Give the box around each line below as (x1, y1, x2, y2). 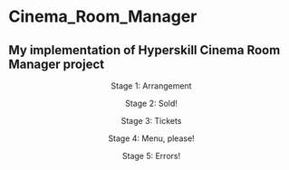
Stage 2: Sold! (124, 98, 178, 109)
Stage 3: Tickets (120, 116, 182, 126)
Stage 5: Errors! (121, 151, 181, 161)
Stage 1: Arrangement (111, 80, 192, 91)
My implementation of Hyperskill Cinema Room (8, 42, 281, 58)
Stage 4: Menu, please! (107, 133, 196, 144)
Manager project (8, 56, 105, 71)
